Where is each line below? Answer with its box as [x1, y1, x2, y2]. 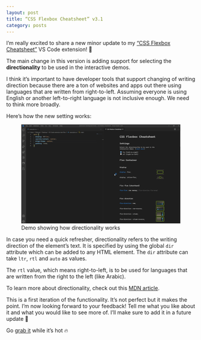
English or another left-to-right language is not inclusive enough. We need [6, 95, 190, 102]
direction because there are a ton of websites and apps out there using [6, 82, 182, 89]
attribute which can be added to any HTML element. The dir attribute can [6, 248, 188, 255]
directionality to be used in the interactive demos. [6, 64, 131, 71]
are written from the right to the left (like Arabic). [6, 273, 126, 280]
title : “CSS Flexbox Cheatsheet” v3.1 [6, 16, 103, 22]
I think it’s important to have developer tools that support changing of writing [6, 76, 196, 83]
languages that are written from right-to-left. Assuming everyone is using [6, 88, 187, 95]
